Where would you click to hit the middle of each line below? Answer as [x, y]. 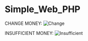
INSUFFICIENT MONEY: [29, 33]
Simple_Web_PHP [43, 9]
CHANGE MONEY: [23, 23]
